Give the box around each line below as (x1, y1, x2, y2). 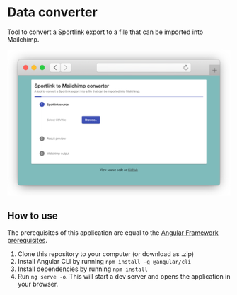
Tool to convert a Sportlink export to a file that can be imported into (7, 28, 204, 36)
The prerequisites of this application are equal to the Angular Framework (7, 228, 219, 237)
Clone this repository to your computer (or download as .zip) (17, 249, 195, 258)
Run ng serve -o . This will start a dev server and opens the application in (17, 272, 231, 280)
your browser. (17, 279, 59, 288)
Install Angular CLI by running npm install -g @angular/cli (17, 257, 192, 265)
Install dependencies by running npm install (17, 265, 149, 273)
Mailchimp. (7, 35, 40, 43)
